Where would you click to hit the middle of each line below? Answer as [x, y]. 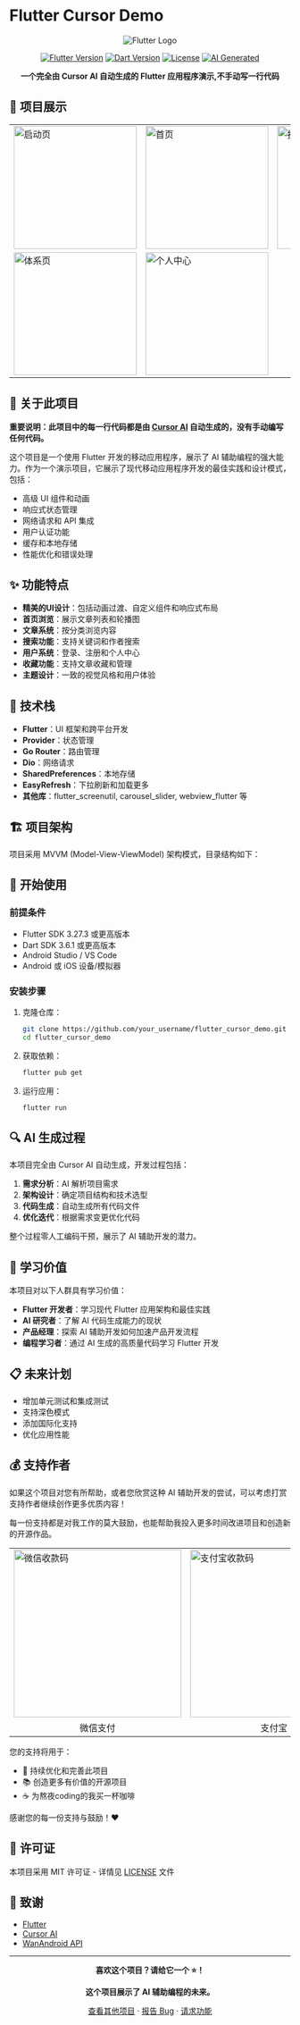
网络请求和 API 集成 [58, 520]
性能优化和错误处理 [58, 554]
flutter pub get [52, 1072]
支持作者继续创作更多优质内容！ [68, 1503]
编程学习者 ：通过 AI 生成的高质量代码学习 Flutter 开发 [121, 1343]
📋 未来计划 [41, 1374]
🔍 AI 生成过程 [47, 1137]
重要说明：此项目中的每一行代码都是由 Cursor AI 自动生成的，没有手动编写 [146, 426]
